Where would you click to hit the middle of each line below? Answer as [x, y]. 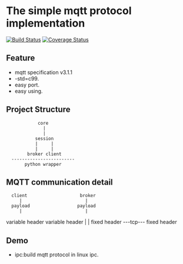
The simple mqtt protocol [69, 11]
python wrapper [43, 164]
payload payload [54, 206]
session [44, 138]
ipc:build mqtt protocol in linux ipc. [56, 255]
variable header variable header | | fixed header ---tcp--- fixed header [92, 222]
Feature [21, 58]
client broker [54, 196]
